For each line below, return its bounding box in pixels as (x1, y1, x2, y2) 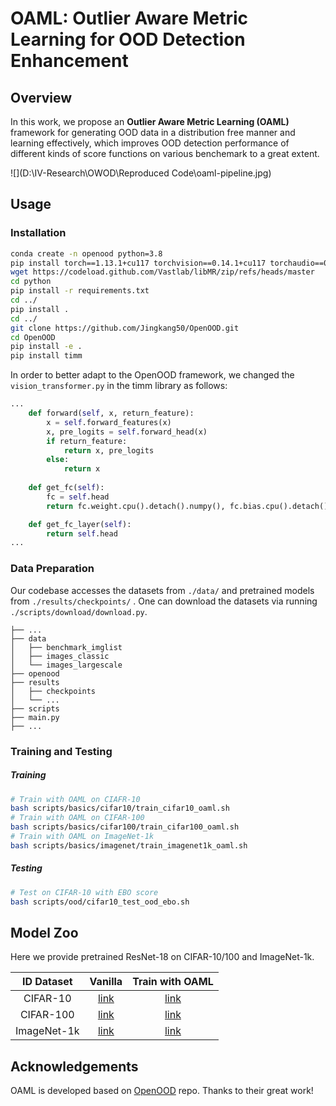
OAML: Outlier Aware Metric (10, 7, 249, 30)
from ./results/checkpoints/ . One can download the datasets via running (10, 595, 318, 607)
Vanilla (89, 975, 123, 989)
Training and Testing (10, 744, 113, 758)
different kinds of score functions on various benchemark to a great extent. (10, 148, 320, 159)
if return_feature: (46, 436, 128, 446)
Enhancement (10, 50, 129, 72)
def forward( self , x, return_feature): (28, 408, 195, 419)
